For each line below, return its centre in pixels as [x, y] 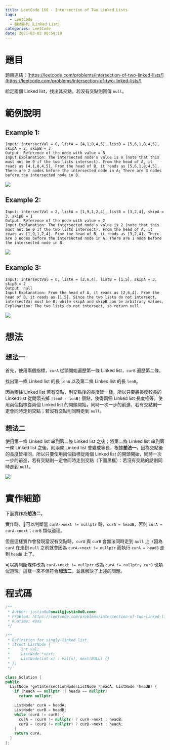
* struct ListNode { [29, 645]
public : [13, 682]
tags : [11, 15]
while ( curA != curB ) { [39, 715]
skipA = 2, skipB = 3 [28, 148]
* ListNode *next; [31, 654]
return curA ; [28, 734]
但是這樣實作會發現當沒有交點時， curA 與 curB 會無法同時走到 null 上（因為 [84, 541]
